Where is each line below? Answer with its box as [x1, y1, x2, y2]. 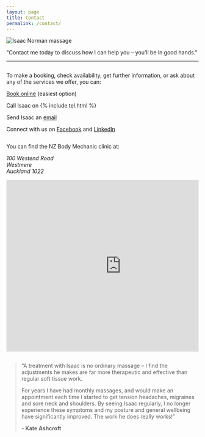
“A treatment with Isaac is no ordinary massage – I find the [21, 362, 168, 370]
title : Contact [6, 15, 45, 21]
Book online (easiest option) [6, 90, 77, 98]
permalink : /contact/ [6, 20, 62, 26]
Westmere [6, 161, 32, 169]
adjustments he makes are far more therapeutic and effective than [21, 369, 188, 376]
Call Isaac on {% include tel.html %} [6, 102, 97, 109]
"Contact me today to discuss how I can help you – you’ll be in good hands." [6, 49, 198, 56]
